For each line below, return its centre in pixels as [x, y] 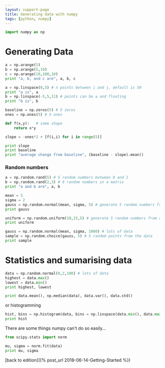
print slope [17, 146]
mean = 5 [14, 196]
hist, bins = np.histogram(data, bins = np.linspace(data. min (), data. [80, 315]
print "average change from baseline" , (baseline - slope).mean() [74, 155]
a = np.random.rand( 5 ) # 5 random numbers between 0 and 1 [67, 178]
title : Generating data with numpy [41, 14]
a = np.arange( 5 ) [23, 65]
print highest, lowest [28, 287]
